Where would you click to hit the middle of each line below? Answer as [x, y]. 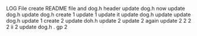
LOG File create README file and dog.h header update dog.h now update [96, 8]
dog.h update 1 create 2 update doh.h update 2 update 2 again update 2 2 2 [99, 21]
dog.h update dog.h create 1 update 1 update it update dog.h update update [99, 15]
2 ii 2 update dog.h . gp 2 [37, 27]
